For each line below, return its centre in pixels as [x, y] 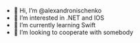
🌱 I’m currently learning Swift [55, 25]
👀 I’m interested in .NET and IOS [59, 18]
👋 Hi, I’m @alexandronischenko [57, 11]
